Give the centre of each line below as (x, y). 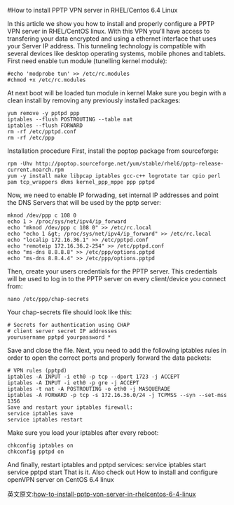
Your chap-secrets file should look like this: (70, 312)
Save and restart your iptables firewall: (70, 408)
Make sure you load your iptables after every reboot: (83, 433)
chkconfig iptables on (40, 445)
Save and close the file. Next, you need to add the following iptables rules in (117, 350)
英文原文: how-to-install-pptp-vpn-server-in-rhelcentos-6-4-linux (102, 494)
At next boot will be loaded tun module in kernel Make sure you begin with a (117, 93)
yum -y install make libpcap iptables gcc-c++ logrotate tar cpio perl (114, 176)
